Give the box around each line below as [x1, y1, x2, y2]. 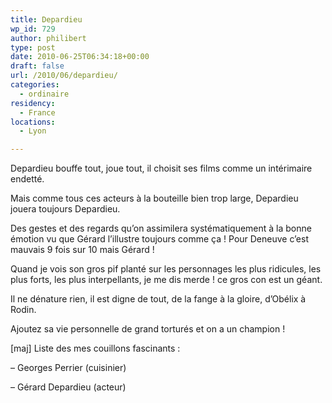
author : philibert [10, 33, 87, 43]
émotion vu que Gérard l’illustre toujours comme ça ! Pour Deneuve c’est [10, 233, 309, 245]
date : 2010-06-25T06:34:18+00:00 [10, 52, 150, 62]
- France [19, 107, 56, 118]
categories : [10, 80, 60, 90]
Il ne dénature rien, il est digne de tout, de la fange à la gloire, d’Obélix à [10, 293, 307, 305]
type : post [10, 42, 56, 53]
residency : [10, 98, 56, 108]
